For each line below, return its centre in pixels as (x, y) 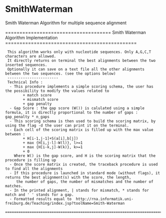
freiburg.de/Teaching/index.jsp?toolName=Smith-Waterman (65, 203)
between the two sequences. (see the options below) (61, 73)
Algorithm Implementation (31, 38)
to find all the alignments (34, 169)
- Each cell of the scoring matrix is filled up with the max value (82, 130)
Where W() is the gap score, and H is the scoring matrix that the (85, 156)
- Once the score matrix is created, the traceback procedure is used (84, 164)
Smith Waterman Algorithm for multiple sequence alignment (66, 23)
